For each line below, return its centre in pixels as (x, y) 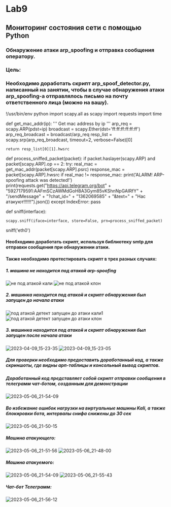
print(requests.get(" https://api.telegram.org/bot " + (58, 185)
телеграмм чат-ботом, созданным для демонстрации (67, 384)
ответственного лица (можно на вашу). (57, 103)
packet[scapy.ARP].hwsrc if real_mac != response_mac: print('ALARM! (79, 175)
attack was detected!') (49, 180)
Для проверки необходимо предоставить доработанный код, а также (85, 360)
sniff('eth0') (18, 230)
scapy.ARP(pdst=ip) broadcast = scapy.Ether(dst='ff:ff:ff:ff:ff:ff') (73, 129)
